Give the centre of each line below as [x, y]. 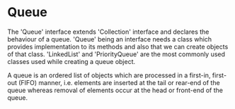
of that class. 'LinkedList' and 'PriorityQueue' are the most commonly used [116, 54]
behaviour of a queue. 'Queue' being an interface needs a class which [110, 39]
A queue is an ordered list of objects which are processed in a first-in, [109, 75]
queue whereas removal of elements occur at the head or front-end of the [115, 90]
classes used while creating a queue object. [71, 61]
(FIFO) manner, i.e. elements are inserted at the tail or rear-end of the [120, 82]
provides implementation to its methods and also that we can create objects [118, 46]
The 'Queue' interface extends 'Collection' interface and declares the [108, 32]
